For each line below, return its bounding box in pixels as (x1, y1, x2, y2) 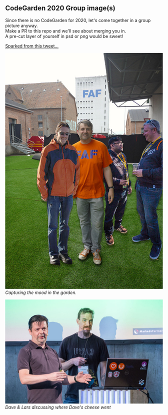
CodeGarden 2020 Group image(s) (5, 4, 116, 12)
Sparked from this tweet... (5, 42, 59, 49)
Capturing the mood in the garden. (5, 289, 76, 295)
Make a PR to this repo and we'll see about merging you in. (5, 27, 126, 34)
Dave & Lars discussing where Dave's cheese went (5, 404, 111, 410)
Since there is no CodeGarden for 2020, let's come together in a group (5, 17, 151, 23)
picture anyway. (5, 22, 38, 28)
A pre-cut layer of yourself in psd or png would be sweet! (5, 33, 123, 39)
